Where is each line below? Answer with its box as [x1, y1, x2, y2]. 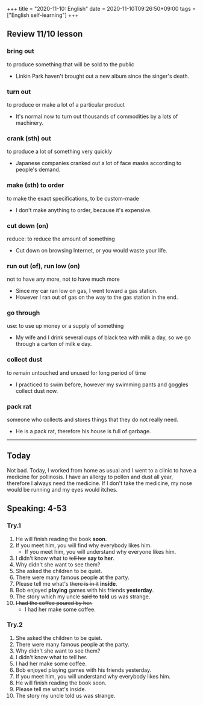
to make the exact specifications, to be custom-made [7, 195, 139, 202]
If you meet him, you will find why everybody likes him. [15, 542, 152, 549]
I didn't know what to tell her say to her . [15, 554, 115, 562]
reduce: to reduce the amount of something [7, 235, 115, 242]
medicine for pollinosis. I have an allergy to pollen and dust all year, [7, 473, 173, 480]
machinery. [15, 119, 44, 126]
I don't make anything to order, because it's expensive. [15, 206, 152, 213]
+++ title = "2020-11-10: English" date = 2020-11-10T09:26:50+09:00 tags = [7, 5, 196, 12]
